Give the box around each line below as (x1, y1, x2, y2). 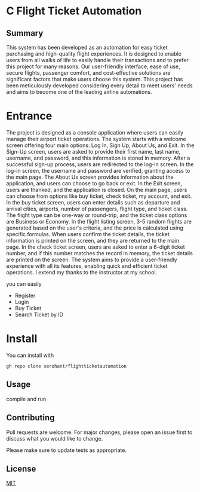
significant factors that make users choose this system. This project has (6, 76, 183, 82)
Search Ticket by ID (14, 311, 64, 318)
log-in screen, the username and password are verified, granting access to (6, 167, 190, 174)
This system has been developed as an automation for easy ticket (6, 44, 168, 51)
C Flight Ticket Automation (6, 4, 142, 18)
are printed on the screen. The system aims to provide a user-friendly (6, 256, 177, 263)
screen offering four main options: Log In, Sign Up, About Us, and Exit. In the (6, 142, 195, 149)
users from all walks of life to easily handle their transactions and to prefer (6, 57, 189, 63)
